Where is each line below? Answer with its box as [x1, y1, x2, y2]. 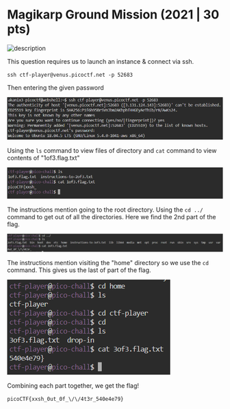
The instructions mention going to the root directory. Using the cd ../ [7, 206, 203, 214]
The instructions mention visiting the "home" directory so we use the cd [7, 258, 209, 267]
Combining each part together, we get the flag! [7, 381, 139, 390]
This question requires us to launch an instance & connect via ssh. [7, 57, 194, 65]
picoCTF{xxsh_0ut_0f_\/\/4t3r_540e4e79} [7, 395, 125, 402]
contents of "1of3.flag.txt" [7, 153, 80, 162]
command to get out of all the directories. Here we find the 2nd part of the [7, 212, 216, 221]
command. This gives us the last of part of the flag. [7, 266, 152, 274]
